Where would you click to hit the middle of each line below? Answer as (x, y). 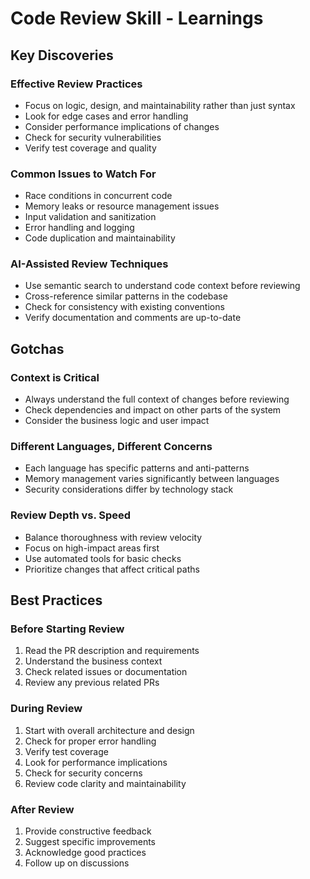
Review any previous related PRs (92, 683)
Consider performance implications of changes (122, 126)
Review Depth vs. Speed (71, 515)
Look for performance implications (96, 762)
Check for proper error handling (90, 741)
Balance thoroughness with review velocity (113, 537)
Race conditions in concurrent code (98, 196)
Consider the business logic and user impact (117, 421)
